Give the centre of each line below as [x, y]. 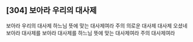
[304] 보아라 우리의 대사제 [51, 10]
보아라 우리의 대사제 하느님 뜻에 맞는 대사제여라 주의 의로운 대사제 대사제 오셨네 [97, 26]
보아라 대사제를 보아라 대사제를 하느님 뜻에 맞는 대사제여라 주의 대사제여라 [91, 33]
